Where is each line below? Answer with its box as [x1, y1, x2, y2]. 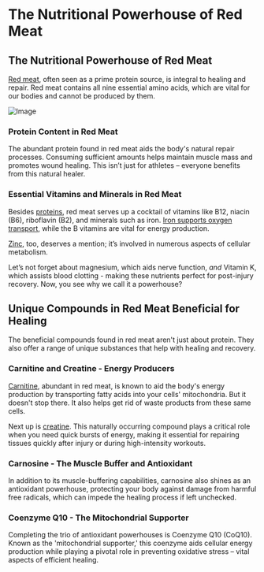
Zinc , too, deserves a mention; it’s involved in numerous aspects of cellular [8, 239, 251, 248]
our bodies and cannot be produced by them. [8, 91, 156, 100]
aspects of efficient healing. [8, 555, 99, 565]
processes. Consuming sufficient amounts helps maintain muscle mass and [8, 152, 254, 162]
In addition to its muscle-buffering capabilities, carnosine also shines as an [8, 476, 251, 485]
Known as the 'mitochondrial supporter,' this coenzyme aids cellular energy [8, 538, 253, 548]
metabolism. [8, 247, 49, 257]
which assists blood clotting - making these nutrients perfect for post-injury [8, 270, 254, 280]
